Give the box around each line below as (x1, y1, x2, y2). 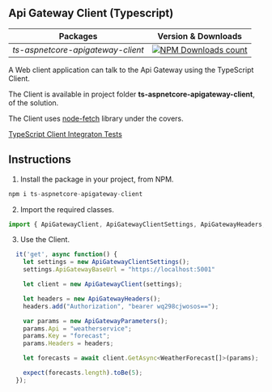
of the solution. (8, 97, 59, 108)
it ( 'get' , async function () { (15, 250, 117, 258)
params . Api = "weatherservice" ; (23, 324, 132, 333)
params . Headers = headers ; (23, 339, 114, 347)
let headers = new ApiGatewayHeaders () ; (23, 295, 161, 303)
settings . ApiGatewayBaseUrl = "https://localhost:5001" (23, 266, 216, 274)
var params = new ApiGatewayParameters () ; (23, 317, 168, 325)
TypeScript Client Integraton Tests (8, 129, 123, 138)
